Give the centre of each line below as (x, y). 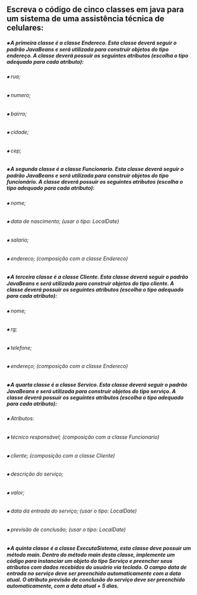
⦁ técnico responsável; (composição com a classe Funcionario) (83, 437)
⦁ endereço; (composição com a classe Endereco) (67, 366)
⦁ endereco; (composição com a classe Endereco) (67, 258)
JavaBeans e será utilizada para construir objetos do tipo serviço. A (91, 391)
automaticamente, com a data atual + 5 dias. (63, 586)
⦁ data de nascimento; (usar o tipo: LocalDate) (63, 221)
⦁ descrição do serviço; (35, 474)
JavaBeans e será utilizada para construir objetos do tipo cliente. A (90, 284)
